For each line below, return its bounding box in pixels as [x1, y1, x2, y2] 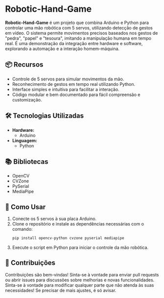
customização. [12, 97, 42, 102]
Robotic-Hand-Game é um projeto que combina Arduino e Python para [5, 20, 149, 25]
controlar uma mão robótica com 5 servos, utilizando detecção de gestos [5, 25, 153, 30]
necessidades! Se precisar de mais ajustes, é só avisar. [5, 287, 117, 293]
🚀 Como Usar [5, 202, 46, 211]
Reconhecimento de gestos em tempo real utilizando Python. [12, 81, 136, 87]
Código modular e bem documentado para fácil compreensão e [12, 92, 141, 98]
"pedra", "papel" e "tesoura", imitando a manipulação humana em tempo [5, 35, 152, 41]
